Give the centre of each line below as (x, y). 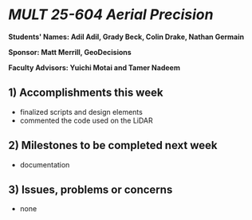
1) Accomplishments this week (86, 93)
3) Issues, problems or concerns (91, 189)
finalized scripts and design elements (81, 112)
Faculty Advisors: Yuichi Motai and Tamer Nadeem (94, 67)
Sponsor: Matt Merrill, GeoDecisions (70, 52)
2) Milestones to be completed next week (113, 145)
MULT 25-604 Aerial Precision (111, 15)
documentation (45, 164)
